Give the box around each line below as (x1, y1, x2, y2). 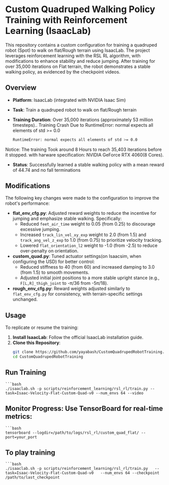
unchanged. (12, 296, 38, 303)
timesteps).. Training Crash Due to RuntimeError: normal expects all (12, 122, 153, 128)
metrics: (5, 412, 32, 421)
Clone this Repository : (12, 340, 61, 346)
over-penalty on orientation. (20, 248, 79, 254)
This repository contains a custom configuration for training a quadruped (5, 42, 157, 48)
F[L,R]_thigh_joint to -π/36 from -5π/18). (20, 280, 108, 286)
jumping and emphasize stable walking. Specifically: (12, 215, 122, 221)
